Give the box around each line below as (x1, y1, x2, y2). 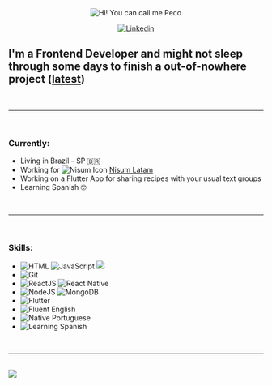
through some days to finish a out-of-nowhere (8, 60, 247, 74)
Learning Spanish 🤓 (19, 182, 87, 192)
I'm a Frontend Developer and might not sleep (8, 47, 244, 61)
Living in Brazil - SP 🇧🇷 (19, 156, 100, 165)
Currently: (8, 137, 50, 148)
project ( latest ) (8, 72, 85, 86)
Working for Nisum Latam (19, 165, 154, 175)
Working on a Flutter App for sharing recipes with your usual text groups (19, 174, 261, 183)
